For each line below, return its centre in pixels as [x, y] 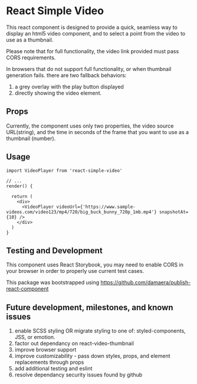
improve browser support [45, 350]
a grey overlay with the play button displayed [69, 86]
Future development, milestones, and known [90, 307]
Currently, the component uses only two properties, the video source [90, 126]
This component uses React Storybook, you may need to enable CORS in [95, 265]
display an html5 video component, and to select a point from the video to [96, 33]
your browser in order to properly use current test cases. [75, 271]
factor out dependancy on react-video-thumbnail [74, 343]
